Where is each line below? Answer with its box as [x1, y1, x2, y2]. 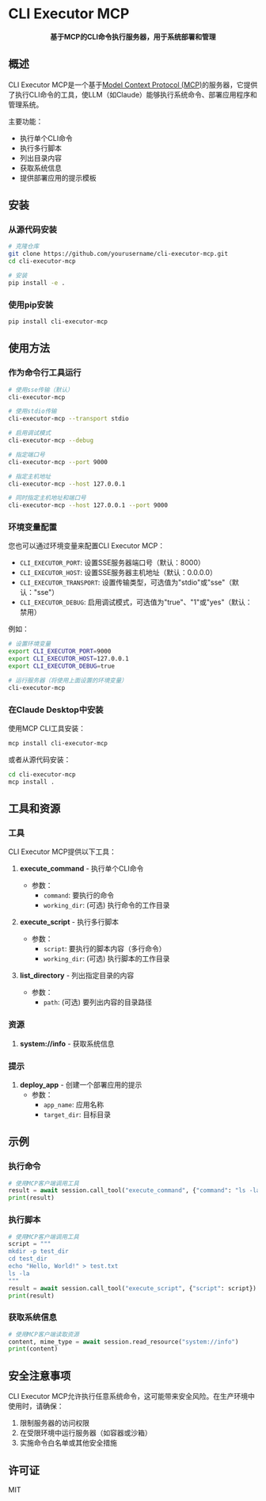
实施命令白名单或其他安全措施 [19, 1438, 117, 1448]
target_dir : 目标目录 [43, 1110, 111, 1119]
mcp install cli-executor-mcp [8, 740, 108, 748]
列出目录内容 [19, 153, 62, 162]
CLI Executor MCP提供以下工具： [8, 847, 116, 856]
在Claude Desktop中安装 [8, 704, 104, 715]
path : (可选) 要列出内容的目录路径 [43, 997, 153, 1007]
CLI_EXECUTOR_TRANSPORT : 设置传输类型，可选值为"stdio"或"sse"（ [19, 577, 233, 587]
